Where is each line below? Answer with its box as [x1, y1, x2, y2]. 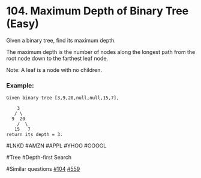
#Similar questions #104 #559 [6, 165, 80, 173]
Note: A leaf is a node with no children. [6, 66, 103, 73]
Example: [6, 81, 34, 89]
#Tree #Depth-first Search [6, 154, 72, 161]
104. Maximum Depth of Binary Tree [6, 4, 189, 18]
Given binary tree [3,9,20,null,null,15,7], [6, 95, 119, 101]
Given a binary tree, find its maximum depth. [6, 37, 116, 44]
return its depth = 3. [6, 132, 63, 138]
